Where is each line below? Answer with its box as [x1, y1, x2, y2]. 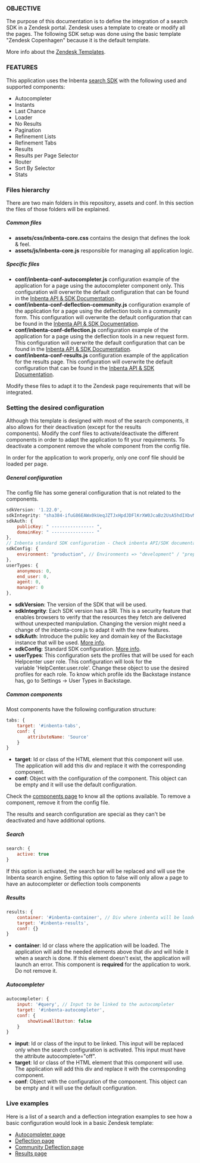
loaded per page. [6, 461, 49, 468]
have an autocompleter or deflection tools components [6, 880, 141, 887]
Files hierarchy [6, 186, 51, 194]
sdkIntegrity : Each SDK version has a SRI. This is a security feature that [14, 607, 192, 615]
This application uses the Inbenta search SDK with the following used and [6, 76, 187, 84]
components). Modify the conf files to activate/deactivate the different [6, 430, 179, 437]
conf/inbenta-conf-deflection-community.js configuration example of [14, 301, 190, 308]
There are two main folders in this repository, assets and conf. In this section [6, 199, 194, 206]
